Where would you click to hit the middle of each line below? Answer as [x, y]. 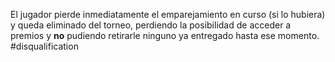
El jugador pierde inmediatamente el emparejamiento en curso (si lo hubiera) [168, 14]
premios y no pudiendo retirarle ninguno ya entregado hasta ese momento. [165, 35]
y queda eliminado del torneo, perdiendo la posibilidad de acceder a [151, 25]
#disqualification [44, 46]
